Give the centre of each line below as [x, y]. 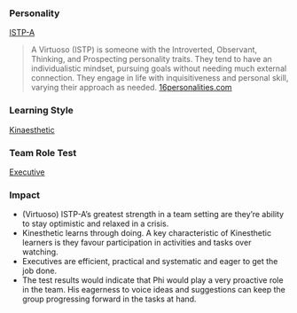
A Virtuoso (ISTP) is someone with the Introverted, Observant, [144, 50]
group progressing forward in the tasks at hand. [109, 299]
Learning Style [41, 111]
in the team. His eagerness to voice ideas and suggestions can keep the [153, 290]
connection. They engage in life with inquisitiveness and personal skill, [160, 78]
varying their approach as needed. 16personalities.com [131, 88]
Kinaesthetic [32, 129]
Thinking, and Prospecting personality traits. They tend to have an [151, 59]
